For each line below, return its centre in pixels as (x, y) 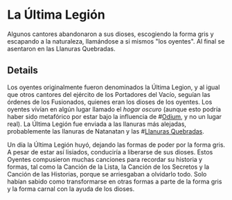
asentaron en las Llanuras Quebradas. (61, 48)
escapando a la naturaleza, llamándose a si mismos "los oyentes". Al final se (116, 41)
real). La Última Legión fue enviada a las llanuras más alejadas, (97, 124)
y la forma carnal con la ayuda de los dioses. (71, 189)
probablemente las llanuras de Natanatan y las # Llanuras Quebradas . (106, 131)
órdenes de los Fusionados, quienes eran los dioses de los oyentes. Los (110, 102)
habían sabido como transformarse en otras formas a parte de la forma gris (115, 181)
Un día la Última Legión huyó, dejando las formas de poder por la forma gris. (116, 145)
